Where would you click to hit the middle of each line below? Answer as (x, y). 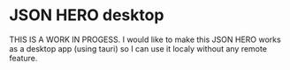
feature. (23, 58)
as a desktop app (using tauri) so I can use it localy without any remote (138, 48)
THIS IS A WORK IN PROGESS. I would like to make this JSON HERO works (145, 39)
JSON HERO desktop (87, 15)
